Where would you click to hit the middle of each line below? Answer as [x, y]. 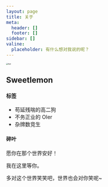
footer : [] [25, 33]
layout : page [22, 11]
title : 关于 [20, 17]
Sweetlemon [30, 80]
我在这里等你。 [24, 165]
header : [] [25, 28]
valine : [16, 44]
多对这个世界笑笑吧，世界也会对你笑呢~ [54, 178]
